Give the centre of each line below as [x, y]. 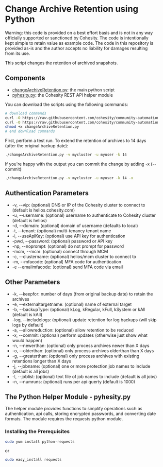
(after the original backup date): [37, 146]
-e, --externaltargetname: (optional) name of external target [72, 304]
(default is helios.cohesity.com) [43, 210]
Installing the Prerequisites [37, 432]
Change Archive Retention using [72, 9]
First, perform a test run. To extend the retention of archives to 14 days [76, 141]
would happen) [27, 340]
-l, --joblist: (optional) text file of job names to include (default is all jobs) [84, 376]
